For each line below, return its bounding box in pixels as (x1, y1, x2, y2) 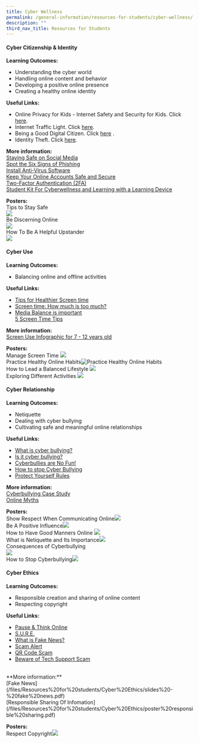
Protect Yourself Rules (14, 472, 70, 479)
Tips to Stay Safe (6, 204, 48, 211)
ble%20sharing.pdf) (6, 711, 55, 719)
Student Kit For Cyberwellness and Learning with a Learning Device (6, 186, 173, 193)
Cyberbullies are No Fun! (14, 459, 76, 466)
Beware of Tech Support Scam (14, 655, 91, 663)
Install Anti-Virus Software (6, 167, 70, 174)
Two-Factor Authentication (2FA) (6, 180, 87, 187)
